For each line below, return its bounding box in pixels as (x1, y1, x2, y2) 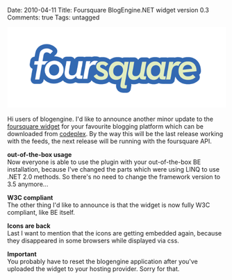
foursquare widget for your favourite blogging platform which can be (7, 122, 204, 131)
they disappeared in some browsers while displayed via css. (7, 236, 179, 245)
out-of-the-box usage (7, 150, 72, 158)
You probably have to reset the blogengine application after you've (7, 257, 198, 265)
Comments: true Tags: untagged (7, 13, 100, 22)
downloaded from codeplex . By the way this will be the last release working (7, 129, 224, 138)
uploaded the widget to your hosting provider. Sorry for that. (7, 264, 180, 273)
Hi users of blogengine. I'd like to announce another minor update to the (7, 115, 214, 123)
